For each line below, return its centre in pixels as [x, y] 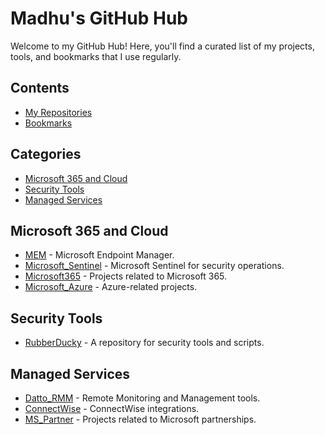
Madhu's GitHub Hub [99, 18]
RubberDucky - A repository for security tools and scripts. [144, 343]
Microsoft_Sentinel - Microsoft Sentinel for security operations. [154, 266]
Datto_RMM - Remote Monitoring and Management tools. [142, 398]
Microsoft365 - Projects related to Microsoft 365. [126, 276]
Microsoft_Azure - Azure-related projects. [111, 287]
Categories [46, 154]
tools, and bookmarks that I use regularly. [96, 56]
